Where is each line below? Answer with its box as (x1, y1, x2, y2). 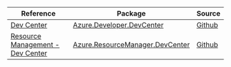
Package (116, 9, 146, 18)
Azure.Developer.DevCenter (73, 21, 164, 29)
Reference (21, 9, 56, 18)
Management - (10, 40, 60, 49)
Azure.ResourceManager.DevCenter (73, 40, 190, 49)
